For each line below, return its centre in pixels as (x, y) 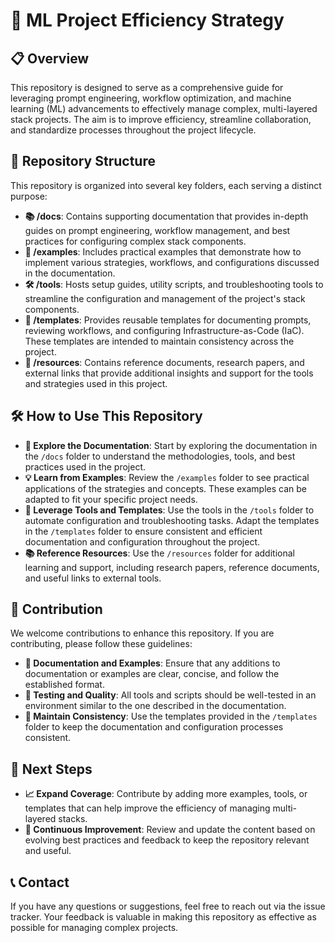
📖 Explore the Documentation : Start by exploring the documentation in (171, 445)
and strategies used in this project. (96, 383)
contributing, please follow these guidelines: (101, 644)
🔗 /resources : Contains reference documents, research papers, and (164, 362)
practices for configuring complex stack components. (135, 241)
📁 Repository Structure (83, 161)
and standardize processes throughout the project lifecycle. (133, 130)
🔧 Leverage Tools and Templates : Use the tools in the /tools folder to (169, 510)
